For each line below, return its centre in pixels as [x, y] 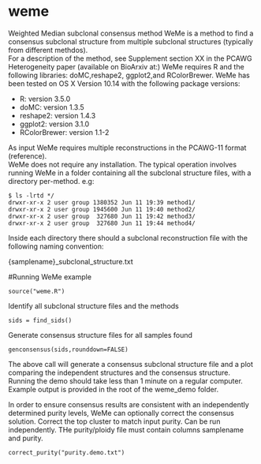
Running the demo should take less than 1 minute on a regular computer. [125, 380]
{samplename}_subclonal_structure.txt [71, 261]
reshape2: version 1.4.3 [58, 115]
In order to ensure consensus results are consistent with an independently [129, 404]
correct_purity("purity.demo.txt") [67, 452]
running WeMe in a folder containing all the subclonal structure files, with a [130, 173]
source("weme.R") [37, 291]
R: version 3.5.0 [45, 99]
